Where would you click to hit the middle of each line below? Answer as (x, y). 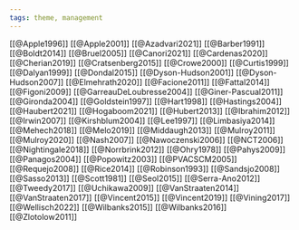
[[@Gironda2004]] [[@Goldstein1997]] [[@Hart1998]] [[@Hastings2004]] (146, 101)
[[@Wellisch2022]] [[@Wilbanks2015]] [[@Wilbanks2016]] (118, 207)
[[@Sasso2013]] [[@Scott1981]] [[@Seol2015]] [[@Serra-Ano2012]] (135, 178)
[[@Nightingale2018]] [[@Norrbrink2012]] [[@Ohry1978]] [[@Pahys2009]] (148, 149)
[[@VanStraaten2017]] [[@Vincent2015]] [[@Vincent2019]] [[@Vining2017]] (150, 197)
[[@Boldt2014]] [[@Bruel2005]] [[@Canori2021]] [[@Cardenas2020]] (139, 53)
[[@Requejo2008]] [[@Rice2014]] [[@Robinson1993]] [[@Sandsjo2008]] (145, 168)
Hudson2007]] (37, 81)
